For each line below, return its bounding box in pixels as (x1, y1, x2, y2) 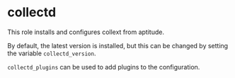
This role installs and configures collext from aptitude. (7, 28, 165, 36)
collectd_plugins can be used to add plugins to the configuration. (7, 62, 200, 71)
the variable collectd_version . (7, 49, 96, 57)
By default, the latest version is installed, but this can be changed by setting (7, 41, 229, 50)
